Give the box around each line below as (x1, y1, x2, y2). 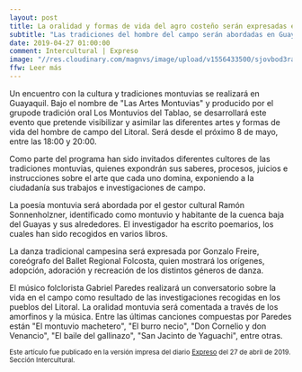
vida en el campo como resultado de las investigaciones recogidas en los (9, 292, 281, 303)
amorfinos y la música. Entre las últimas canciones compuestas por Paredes (9, 311, 292, 322)
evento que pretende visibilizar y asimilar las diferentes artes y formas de (9, 116, 280, 127)
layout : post (9, 13, 58, 23)
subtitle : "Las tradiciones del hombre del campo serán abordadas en (9, 30, 276, 39)
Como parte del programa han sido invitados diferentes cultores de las (9, 153, 271, 164)
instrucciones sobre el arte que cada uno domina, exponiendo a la (9, 172, 254, 183)
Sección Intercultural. (9, 355, 75, 365)
